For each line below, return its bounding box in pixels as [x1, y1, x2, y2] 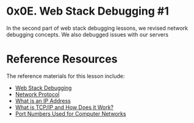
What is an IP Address [15, 97, 71, 104]
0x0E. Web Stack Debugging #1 [6, 4, 170, 18]
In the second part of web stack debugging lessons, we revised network [6, 24, 188, 32]
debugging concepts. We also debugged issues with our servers [6, 30, 169, 38]
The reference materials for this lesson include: [6, 72, 125, 80]
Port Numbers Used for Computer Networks [15, 110, 126, 117]
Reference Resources [6, 52, 118, 66]
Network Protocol [15, 90, 60, 98]
